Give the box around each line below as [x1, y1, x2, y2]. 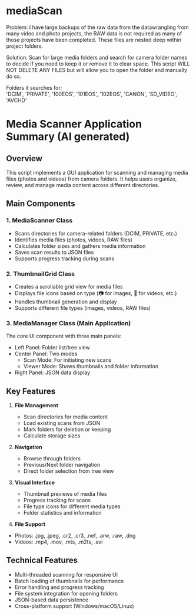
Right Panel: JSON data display [14, 369, 91, 376]
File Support [14, 521, 46, 528]
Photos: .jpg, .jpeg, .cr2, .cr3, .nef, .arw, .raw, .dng [14, 532, 136, 539]
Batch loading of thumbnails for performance [14, 577, 124, 584]
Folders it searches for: [6, 84, 62, 91]
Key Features [6, 386, 56, 396]
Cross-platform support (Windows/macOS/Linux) [14, 602, 134, 609]
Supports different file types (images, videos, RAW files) [14, 304, 151, 311]
